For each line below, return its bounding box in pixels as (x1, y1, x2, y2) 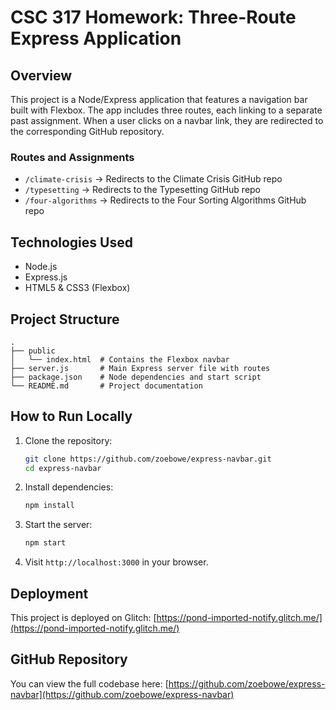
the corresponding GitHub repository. (10, 126, 165, 137)
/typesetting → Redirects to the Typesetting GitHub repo (24, 184, 262, 196)
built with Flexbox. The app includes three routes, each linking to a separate (10, 104, 323, 116)
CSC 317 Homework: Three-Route (10, 6, 297, 29)
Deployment (10, 585, 89, 602)
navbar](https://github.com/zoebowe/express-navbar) (10, 688, 235, 700)
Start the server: (24, 519, 93, 531)
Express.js (24, 271, 68, 283)
